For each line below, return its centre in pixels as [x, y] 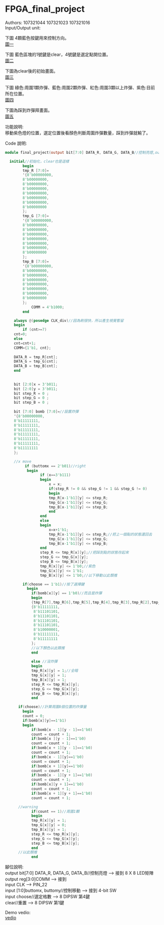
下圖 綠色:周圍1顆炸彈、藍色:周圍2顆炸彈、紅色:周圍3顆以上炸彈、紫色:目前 [80, 87]
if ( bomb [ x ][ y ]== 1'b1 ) [45, 720]
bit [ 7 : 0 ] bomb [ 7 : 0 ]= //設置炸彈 [46, 412]
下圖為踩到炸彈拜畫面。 [29, 110]
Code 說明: [16, 143]
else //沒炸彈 [44, 662]
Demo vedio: [18, 913]
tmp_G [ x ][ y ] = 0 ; [49, 825]
